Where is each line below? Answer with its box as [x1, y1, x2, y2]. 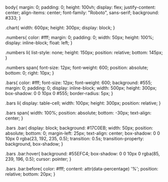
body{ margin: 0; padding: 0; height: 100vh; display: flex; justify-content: [5, 5, 156, 10]
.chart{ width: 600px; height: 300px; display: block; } [5, 25, 115, 31]
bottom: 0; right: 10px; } [5, 70, 54, 76]
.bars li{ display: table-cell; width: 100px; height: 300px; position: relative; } [5, 100, 161, 106]
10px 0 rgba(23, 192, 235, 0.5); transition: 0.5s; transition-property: [5, 136, 144, 141]
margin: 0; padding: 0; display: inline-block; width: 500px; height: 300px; [5, 85, 157, 91]
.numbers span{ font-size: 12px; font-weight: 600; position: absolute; [5, 65, 149, 70]
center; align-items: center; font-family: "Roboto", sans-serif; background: [5, 10, 159, 16]
